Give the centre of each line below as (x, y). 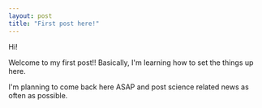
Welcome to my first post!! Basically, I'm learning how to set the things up (131, 63)
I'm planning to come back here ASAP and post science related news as (129, 87)
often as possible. (38, 95)
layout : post (30, 16)
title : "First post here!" (54, 24)
